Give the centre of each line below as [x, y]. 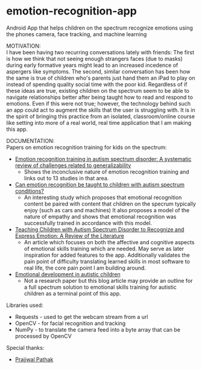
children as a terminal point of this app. [73, 293]
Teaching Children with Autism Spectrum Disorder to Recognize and [99, 229]
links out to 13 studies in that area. [66, 178]
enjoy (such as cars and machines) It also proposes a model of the [107, 210]
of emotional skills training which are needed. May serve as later [104, 248]
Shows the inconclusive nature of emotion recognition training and [106, 172]
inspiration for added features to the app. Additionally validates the [107, 255]
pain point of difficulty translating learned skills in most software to [107, 261]
